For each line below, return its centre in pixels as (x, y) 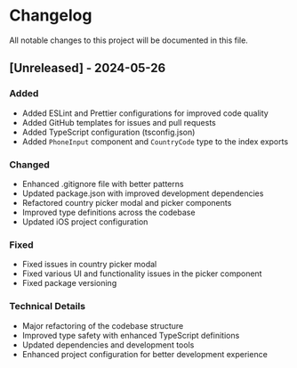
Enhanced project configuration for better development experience (145, 354)
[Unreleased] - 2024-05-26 (88, 68)
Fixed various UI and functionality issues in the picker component (142, 274)
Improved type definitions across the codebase (108, 212)
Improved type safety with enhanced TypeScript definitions (131, 335)
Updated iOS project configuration (85, 221)
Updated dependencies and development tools (108, 345)
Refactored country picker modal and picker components (127, 202)
